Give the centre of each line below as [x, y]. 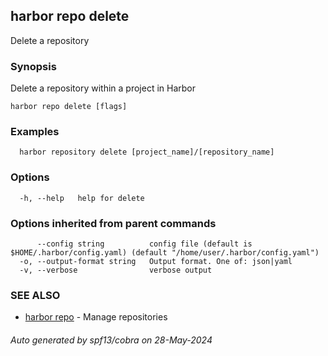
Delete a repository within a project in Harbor [103, 88]
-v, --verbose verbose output [116, 270]
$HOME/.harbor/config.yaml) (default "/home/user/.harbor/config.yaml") [165, 253]
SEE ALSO [35, 295]
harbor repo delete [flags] [69, 107]
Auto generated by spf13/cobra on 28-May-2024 [111, 340]
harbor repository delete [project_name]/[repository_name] [147, 152]
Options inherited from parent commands [113, 223]
